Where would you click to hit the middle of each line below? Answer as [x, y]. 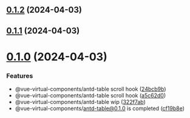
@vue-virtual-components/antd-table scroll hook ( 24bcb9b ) [90, 89]
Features [20, 75]
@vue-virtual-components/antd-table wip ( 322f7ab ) [80, 102]
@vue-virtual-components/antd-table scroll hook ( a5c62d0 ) [90, 95]
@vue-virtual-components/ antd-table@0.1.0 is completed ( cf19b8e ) [100, 108]
